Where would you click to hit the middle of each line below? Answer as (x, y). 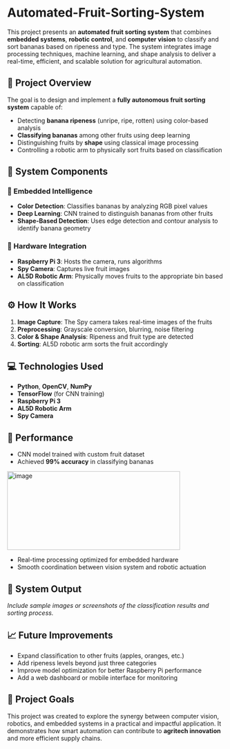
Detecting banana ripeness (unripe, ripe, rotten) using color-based (113, 120)
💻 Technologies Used (55, 366)
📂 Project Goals (41, 700)
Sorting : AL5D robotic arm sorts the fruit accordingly (92, 344)
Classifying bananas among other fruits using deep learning (104, 135)
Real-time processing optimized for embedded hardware (98, 560)
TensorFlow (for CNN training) (61, 394)
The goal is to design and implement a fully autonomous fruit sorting (106, 100)
